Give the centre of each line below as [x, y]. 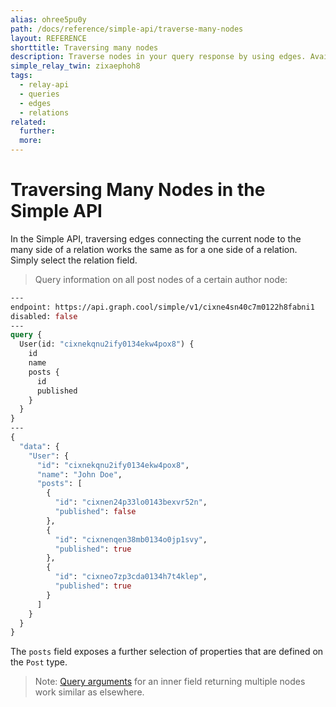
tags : [21, 76]
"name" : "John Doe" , [79, 474]
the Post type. [39, 662]
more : [31, 141]
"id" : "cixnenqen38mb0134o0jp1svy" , [131, 539]
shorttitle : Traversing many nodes [84, 47]
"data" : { [39, 446]
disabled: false [44, 316]
